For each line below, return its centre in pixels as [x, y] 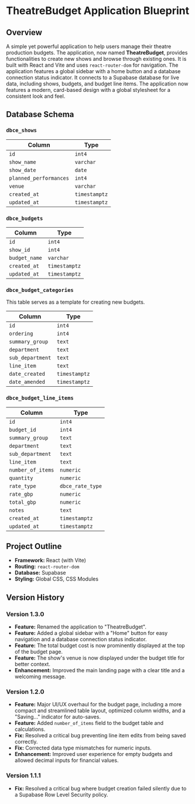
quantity [21, 478]
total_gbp [23, 502]
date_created [27, 374]
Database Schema [40, 114]
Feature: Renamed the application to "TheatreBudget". [81, 627]
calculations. [30, 729]
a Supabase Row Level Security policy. [61, 795]
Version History [35, 597]
